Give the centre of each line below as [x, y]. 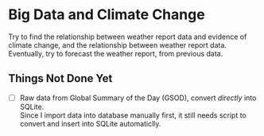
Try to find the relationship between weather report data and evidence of [128, 37]
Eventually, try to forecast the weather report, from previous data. [116, 53]
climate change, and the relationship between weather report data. [117, 45]
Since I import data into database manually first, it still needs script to [133, 115]
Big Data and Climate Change [107, 15]
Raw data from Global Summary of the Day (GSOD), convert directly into [138, 98]
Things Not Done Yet [60, 78]
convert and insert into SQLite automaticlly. [90, 123]
